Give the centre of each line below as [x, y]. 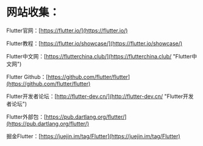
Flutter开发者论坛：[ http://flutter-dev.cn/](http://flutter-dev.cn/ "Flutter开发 [100, 96]
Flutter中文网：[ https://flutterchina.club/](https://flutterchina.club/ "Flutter [99, 56]
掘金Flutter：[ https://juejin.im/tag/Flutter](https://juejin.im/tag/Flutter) [94, 136]
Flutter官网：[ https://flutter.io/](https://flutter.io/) [67, 30]
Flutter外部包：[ [26, 117]
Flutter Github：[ [27, 77]
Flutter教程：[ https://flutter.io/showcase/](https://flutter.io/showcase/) [94, 43]
